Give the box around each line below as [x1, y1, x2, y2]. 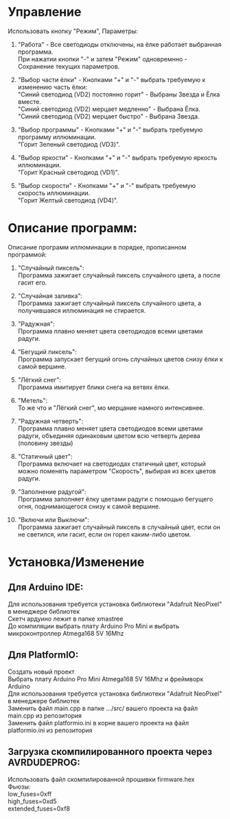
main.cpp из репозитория [8, 711, 82, 720]
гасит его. [17, 278, 47, 287]
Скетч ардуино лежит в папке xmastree [8, 614, 124, 623]
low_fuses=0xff [8, 789, 52, 798]
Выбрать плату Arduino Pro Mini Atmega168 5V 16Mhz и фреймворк [8, 674, 204, 683]
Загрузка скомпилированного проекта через [8, 746, 212, 758]
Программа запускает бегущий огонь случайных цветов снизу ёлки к [17, 355, 224, 363]
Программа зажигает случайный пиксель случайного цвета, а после [17, 271, 221, 279]
